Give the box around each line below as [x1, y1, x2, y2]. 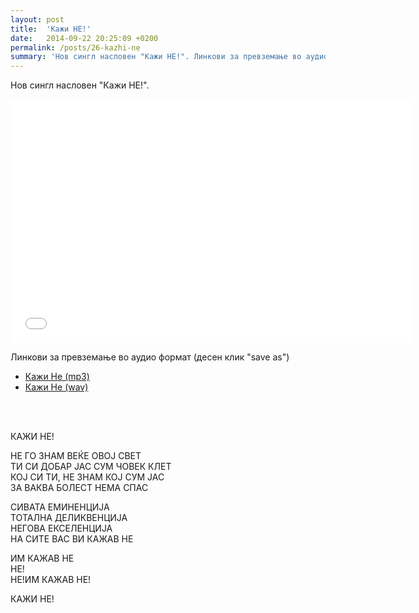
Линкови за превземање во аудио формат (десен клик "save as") [10, 351, 290, 363]
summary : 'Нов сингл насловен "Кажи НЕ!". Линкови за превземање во [10, 52, 302, 62]
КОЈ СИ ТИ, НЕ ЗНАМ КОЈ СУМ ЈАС [10, 471, 165, 483]
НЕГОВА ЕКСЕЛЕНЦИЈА [10, 522, 113, 535]
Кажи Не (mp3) [24, 371, 90, 383]
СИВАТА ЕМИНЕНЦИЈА [10, 501, 110, 513]
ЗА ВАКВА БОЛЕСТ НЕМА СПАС [10, 482, 149, 494]
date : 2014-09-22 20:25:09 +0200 [10, 33, 159, 43]
